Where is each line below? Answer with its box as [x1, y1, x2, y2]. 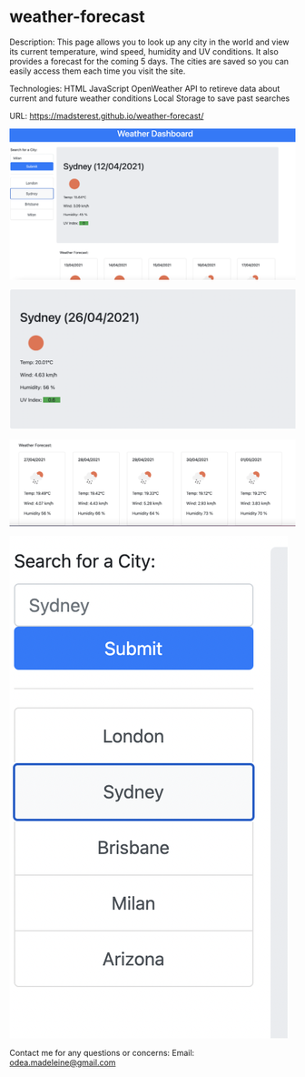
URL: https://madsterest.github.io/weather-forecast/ [9, 110, 204, 121]
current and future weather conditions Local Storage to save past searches [9, 93, 290, 104]
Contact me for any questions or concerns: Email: [9, 1047, 195, 1058]
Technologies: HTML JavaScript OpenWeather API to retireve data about [9, 83, 280, 94]
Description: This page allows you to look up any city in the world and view [9, 36, 290, 47]
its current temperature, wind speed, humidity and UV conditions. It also [9, 45, 279, 56]
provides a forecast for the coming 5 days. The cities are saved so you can [9, 55, 289, 66]
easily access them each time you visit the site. [9, 65, 186, 76]
